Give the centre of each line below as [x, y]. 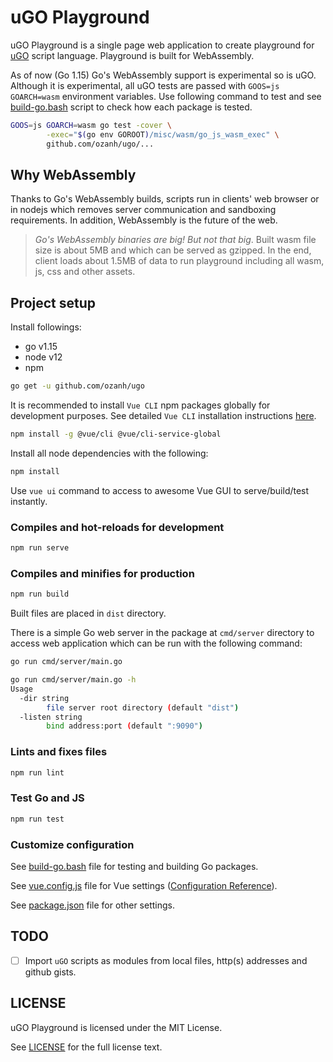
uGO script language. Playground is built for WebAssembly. [132, 55]
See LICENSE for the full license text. [86, 1047]
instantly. [29, 501]
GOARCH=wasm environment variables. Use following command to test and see [166, 96]
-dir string [44, 698]
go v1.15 [41, 347]
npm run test [37, 819]
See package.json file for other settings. [92, 905]
